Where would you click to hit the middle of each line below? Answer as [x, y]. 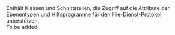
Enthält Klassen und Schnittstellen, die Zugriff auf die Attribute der [88, 8]
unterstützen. [23, 21]
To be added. [22, 27]
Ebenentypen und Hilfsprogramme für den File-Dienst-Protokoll [85, 14]
